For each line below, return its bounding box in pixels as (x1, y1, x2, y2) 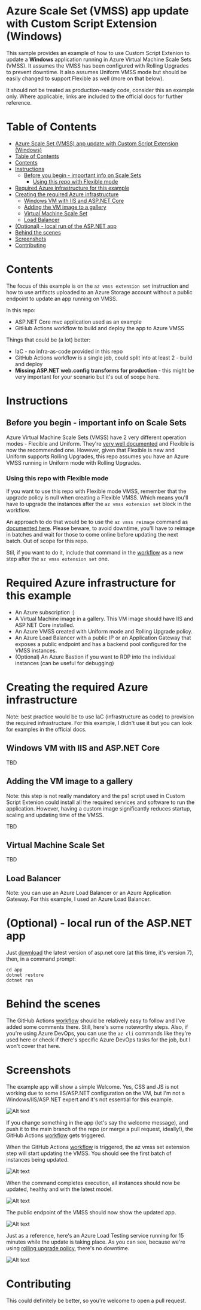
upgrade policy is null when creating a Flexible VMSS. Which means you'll (6, 494, 188, 501)
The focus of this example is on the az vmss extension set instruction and (6, 282, 189, 290)
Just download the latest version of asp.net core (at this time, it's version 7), (6, 949, 194, 956)
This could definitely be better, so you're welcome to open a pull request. (6, 1297, 187, 1304)
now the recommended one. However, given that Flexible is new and (6, 446, 175, 453)
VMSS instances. (14, 647, 57, 654)
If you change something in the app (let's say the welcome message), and (6, 1119, 188, 1126)
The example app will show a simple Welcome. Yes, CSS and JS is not (6, 1083, 179, 1090)
